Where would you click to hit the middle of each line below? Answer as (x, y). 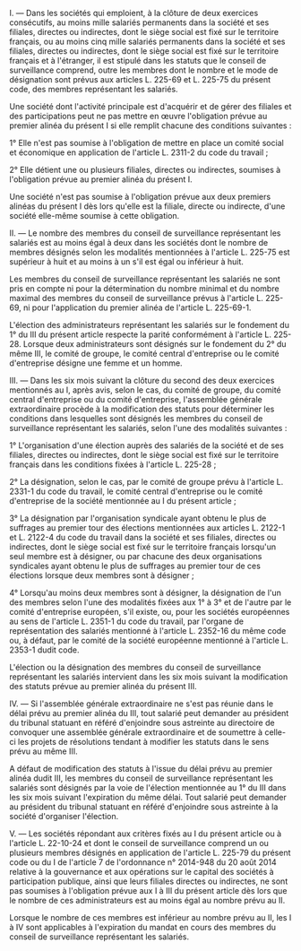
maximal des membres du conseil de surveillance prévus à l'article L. (137, 298)
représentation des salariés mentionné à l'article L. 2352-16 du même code (148, 631)
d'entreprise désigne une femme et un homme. (96, 363)
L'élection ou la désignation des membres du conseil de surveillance (135, 667)
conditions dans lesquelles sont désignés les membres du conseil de (136, 419)
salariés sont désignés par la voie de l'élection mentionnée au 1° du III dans (148, 787)
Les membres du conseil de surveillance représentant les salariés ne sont (145, 279)
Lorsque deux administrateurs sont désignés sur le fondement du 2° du (155, 344)
